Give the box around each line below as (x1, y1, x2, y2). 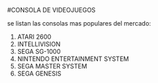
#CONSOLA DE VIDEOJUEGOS (7, 6, 96, 14)
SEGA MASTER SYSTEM (17, 62, 88, 70)
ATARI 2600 (17, 33, 52, 41)
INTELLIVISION (17, 40, 61, 48)
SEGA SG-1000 (17, 48, 61, 55)
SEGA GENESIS (17, 69, 62, 77)
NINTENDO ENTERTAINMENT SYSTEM (17, 55, 130, 63)
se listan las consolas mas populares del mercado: (7, 19, 151, 27)
